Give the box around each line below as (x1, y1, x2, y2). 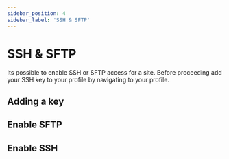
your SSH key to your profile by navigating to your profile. (7, 76, 170, 84)
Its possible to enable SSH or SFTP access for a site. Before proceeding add (7, 69, 223, 77)
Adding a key (7, 95, 64, 107)
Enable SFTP (7, 119, 63, 131)
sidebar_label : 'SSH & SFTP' (7, 16, 91, 23)
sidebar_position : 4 (7, 10, 67, 17)
